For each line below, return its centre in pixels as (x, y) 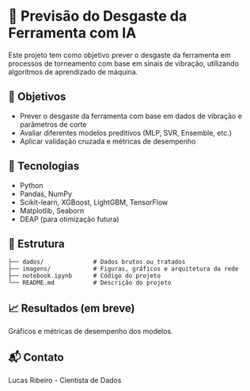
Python (31, 185)
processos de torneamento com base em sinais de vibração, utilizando (124, 63)
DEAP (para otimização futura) (70, 219)
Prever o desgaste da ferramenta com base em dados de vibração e (131, 116)
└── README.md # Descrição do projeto (90, 283)
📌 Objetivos (37, 97)
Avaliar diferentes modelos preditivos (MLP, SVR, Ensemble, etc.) (125, 132)
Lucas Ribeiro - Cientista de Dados (65, 380)
